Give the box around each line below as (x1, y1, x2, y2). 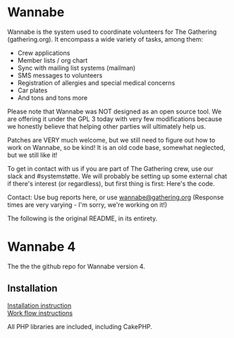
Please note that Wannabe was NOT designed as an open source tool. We (7, 107, 222, 115)
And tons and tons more (17, 93, 88, 102)
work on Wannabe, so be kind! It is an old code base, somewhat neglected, (7, 143, 226, 151)
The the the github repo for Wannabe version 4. (7, 262, 146, 270)
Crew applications (17, 49, 70, 57)
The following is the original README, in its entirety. (7, 214, 158, 223)
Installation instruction (7, 301, 72, 310)
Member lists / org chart (17, 56, 88, 64)
